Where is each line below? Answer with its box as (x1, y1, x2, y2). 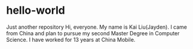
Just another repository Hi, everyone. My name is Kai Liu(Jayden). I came (6, 23, 187, 30)
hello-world (6, 4, 66, 17)
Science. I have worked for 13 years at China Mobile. (6, 36, 136, 43)
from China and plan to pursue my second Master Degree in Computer (6, 29, 180, 36)
